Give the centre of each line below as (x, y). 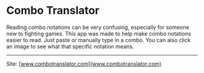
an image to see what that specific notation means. (70, 46)
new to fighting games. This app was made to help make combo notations (99, 33)
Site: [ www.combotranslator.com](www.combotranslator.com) (84, 63)
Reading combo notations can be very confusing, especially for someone (98, 27)
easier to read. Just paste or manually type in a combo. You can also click (99, 40)
